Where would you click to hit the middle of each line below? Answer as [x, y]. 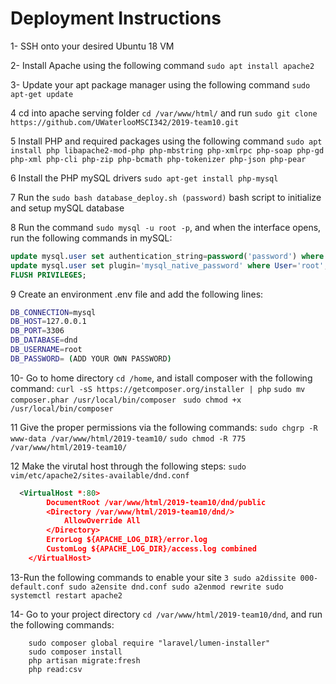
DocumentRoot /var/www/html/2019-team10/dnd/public [156, 502]
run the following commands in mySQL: [91, 238]
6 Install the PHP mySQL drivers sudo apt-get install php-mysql [144, 178]
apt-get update [42, 94]
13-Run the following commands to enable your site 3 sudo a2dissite [153, 577]
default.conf [37, 587]
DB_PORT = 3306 [37, 331]
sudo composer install [75, 652]
